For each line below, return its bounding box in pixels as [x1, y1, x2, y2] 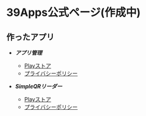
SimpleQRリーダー [15, 83, 63, 90]
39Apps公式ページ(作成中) [6, 5, 141, 20]
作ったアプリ [6, 32, 55, 42]
